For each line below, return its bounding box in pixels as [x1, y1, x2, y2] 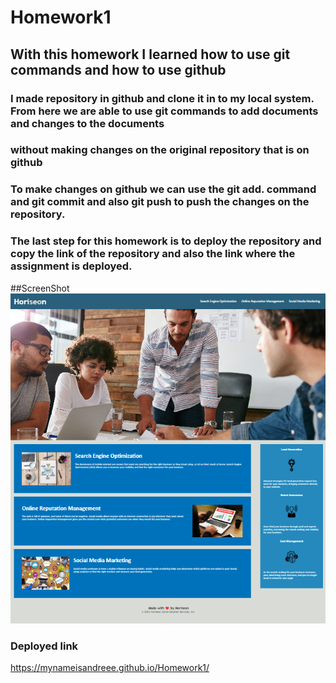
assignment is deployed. [10, 259, 133, 273]
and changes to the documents [10, 116, 165, 130]
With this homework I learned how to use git [10, 46, 291, 63]
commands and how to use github [10, 61, 227, 78]
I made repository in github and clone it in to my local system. [10, 91, 315, 105]
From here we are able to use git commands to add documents [10, 104, 319, 118]
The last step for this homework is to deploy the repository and [10, 234, 322, 248]
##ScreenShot [10, 282, 70, 294]
